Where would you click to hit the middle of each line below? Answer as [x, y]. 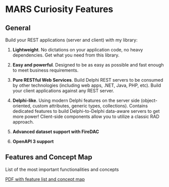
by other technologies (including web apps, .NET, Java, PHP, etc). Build [87, 85]
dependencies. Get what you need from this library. [66, 55]
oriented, [22, 106]
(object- [149, 100]
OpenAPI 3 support [33, 141]
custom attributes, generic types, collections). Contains [90, 106]
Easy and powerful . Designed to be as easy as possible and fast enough [88, 65]
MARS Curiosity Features [59, 9]
